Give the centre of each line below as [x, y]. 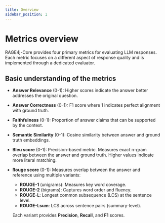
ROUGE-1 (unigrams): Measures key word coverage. [73, 185]
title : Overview [22, 10]
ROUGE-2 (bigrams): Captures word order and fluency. [76, 190]
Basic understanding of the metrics [61, 78]
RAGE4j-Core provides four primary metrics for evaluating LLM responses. [81, 52]
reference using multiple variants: [46, 175]
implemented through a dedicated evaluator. [50, 63]
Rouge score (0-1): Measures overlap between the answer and [76, 170]
